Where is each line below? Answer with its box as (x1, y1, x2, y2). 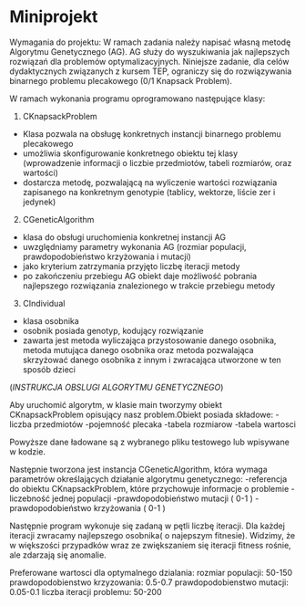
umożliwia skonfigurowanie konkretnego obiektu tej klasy (22, 148, 239, 159)
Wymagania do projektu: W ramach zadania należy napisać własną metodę (9, 37, 291, 47)
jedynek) (22, 196, 56, 207)
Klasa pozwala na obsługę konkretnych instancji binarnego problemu (22, 128, 281, 139)
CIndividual (22, 298, 66, 308)
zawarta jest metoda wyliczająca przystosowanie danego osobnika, (22, 335, 277, 346)
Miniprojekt (9, 6, 98, 27)
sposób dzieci (22, 363, 76, 375)
